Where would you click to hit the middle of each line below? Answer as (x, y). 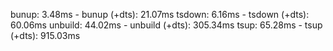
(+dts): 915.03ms (45, 35)
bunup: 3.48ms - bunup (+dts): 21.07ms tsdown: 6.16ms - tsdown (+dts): (160, 14)
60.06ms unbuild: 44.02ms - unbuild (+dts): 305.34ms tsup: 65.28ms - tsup (166, 25)
